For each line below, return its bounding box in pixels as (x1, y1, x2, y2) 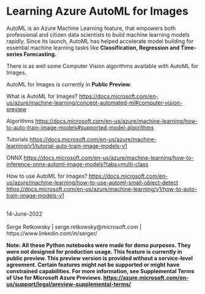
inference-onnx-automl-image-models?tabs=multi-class (6, 160, 149, 167)
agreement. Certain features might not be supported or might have (6, 261, 180, 268)
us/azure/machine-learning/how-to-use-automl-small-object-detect (6, 178, 179, 186)
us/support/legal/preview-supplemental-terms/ (6, 280, 132, 288)
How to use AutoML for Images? (6, 172, 88, 180)
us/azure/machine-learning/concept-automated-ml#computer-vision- (6, 99, 182, 106)
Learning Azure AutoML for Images (6, 4, 188, 18)
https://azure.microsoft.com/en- (103, 274, 189, 281)
